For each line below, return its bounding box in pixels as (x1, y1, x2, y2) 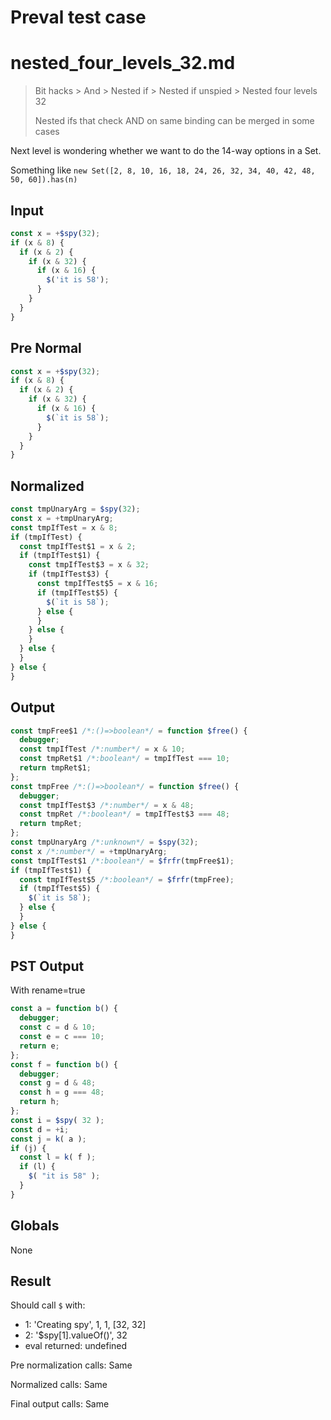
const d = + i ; (10, 1124, 70, 1135)
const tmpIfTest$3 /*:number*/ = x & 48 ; (19, 800, 195, 810)
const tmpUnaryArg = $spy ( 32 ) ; (10, 504, 141, 515)
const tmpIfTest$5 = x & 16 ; (36, 579, 159, 589)
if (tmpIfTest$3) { (28, 569, 110, 580)
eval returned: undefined (24, 1340, 128, 1352)
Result (10, 1273, 52, 1290)
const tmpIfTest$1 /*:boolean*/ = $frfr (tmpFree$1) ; (10, 856, 235, 866)
